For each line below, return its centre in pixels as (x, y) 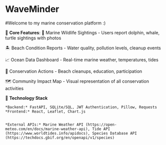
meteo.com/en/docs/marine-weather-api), (48, 129)
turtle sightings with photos (33, 38)
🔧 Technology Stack (26, 98)
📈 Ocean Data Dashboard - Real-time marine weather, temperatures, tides (82, 60)
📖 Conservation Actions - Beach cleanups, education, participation (74, 71)
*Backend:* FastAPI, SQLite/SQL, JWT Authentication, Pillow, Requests (81, 107)
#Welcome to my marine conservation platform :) (56, 23)
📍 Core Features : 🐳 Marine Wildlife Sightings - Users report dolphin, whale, (82, 32)
